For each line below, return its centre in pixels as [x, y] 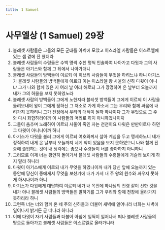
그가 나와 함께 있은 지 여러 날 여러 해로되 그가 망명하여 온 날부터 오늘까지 [87, 87]
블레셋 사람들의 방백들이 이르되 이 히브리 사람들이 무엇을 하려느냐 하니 [80, 75]
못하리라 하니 [25, 198]
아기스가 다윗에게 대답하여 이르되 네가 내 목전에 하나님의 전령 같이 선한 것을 [85, 186]
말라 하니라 [29, 161]
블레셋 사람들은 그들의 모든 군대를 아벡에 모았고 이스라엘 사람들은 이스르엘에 [86, 50]
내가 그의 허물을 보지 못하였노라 [43, 93]
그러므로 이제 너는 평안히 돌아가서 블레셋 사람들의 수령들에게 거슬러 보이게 [84, 155]
